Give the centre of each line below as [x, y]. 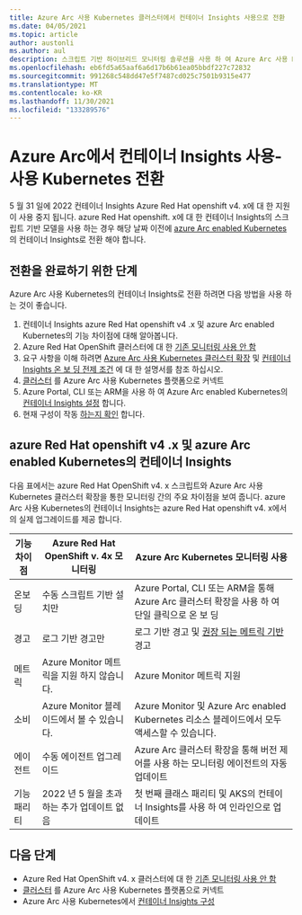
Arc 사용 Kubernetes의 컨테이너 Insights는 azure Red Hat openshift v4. [138, 508]
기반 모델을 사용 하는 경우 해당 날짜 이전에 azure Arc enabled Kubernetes [156, 228]
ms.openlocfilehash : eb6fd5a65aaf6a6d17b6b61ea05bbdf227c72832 [130, 68]
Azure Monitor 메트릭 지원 [187, 675]
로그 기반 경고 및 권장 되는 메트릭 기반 [209, 632]
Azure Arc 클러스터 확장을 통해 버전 [206, 750]
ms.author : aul [38, 51]
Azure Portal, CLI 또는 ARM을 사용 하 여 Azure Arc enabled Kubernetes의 [155, 391]
